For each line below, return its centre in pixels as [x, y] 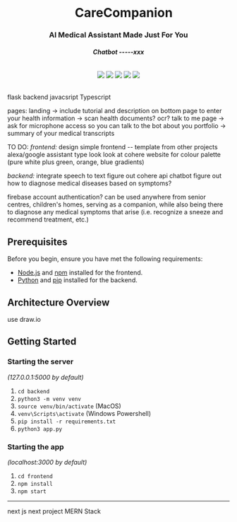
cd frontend [35, 476]
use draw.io [24, 319]
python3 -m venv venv [49, 399]
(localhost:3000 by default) [47, 462]
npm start [32, 491]
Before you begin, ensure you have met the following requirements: [105, 259]
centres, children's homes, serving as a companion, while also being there [115, 204]
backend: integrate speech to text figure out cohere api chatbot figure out [115, 176]
